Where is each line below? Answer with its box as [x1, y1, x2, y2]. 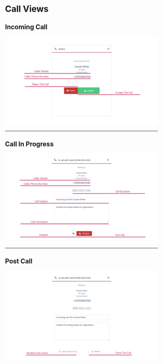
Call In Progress [5, 140, 54, 148]
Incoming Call [5, 23, 48, 31]
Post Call [5, 257, 33, 265]
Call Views [5, 3, 49, 15]
